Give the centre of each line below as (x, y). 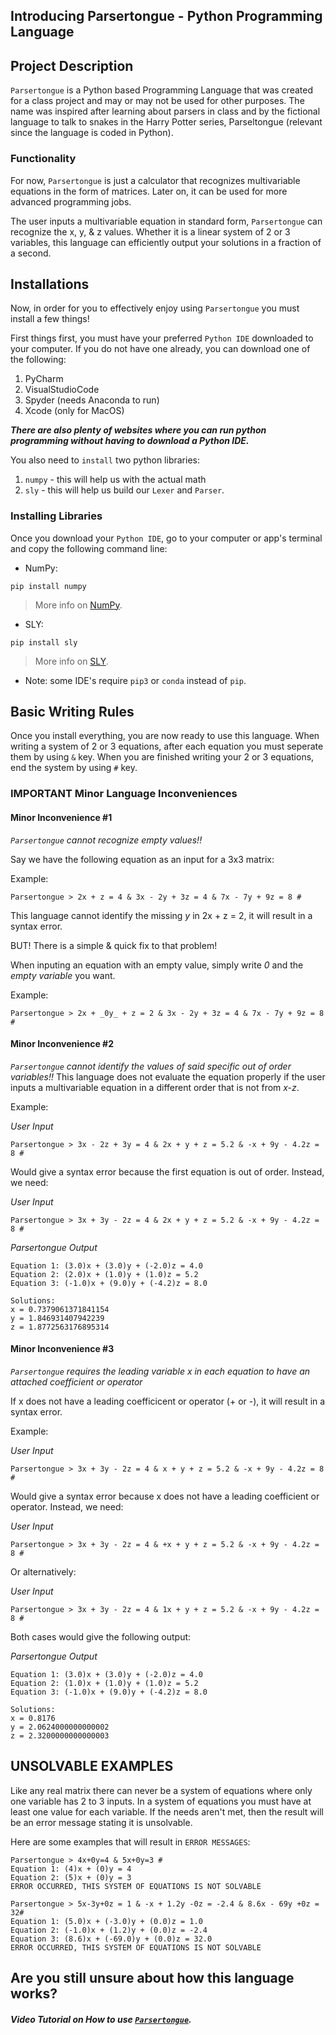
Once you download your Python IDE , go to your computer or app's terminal (166, 538)
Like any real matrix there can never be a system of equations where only (161, 1790)
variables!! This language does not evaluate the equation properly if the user (168, 1076)
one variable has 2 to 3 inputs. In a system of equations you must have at (161, 1801)
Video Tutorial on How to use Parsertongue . (101, 2019)
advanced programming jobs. (71, 201)
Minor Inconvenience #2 (62, 1044)
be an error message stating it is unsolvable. (101, 1822)
